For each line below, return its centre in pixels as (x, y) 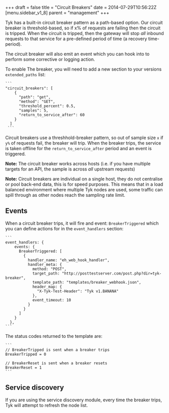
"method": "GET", (37, 101)
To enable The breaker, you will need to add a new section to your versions (83, 69)
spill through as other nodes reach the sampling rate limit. (65, 195)
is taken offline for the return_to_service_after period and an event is (78, 148)
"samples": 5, (34, 111)
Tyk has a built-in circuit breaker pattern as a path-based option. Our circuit (84, 23)
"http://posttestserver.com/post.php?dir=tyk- (112, 273)
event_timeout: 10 (52, 300)
